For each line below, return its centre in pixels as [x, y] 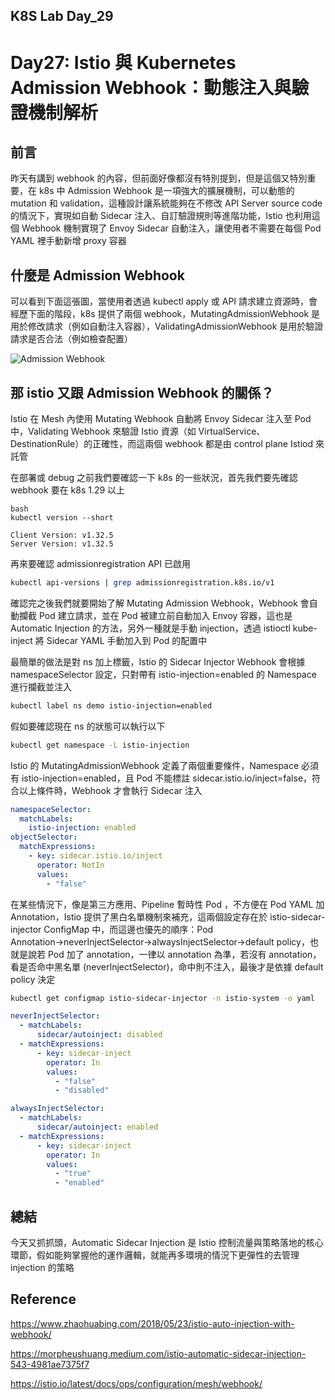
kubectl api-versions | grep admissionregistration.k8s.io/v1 [142, 583]
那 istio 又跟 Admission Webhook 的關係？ [142, 392]
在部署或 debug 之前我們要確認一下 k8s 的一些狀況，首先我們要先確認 [154, 478]
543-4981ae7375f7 [50, 1364]
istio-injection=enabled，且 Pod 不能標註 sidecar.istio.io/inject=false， [167, 778]
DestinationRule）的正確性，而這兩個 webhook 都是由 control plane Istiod [162, 444]
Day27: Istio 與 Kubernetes [123, 62]
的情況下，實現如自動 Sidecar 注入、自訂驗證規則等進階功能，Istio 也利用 [161, 216]
